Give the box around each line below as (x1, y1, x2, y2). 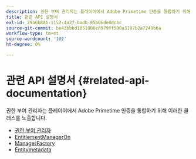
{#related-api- (77, 74, 150, 87)
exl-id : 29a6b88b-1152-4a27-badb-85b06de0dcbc (6, 19, 122, 25)
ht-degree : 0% (6, 42, 41, 48)
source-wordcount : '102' (6, 36, 67, 42)
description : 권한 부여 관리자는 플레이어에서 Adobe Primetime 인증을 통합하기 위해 (6, 8, 191, 15)
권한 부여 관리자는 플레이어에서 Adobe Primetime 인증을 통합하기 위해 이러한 (6, 107, 183, 114)
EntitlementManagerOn (14, 133, 71, 140)
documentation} (6, 87, 87, 100)
